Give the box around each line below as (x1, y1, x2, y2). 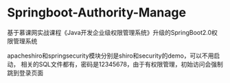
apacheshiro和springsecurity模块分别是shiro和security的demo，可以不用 (7, 51, 214, 60)
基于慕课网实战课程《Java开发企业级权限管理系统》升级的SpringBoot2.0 (7, 28, 212, 36)
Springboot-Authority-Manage (7, 5, 187, 21)
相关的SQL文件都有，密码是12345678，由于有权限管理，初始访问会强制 (20, 60, 223, 68)
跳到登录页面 (7, 69, 43, 77)
